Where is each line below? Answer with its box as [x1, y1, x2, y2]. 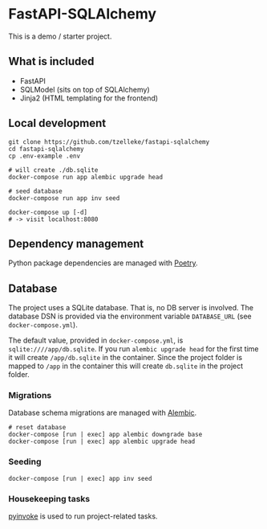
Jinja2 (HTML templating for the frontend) [19, 93, 159, 103]
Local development [8, 117, 107, 130]
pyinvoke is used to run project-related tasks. [8, 511, 158, 521]
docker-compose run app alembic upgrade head [8, 173, 163, 181]
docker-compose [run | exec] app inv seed [8, 474, 152, 482]
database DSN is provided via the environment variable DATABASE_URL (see [8, 311, 253, 322]
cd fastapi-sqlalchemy [8, 145, 84, 153]
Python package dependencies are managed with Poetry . [8, 258, 198, 268]
